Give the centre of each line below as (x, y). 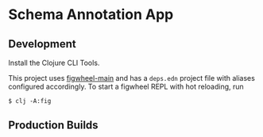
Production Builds (53, 126)
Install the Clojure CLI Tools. (54, 63)
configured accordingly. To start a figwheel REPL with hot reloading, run (126, 86)
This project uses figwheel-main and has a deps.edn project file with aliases (132, 78)
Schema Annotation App (91, 15)
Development (43, 44)
